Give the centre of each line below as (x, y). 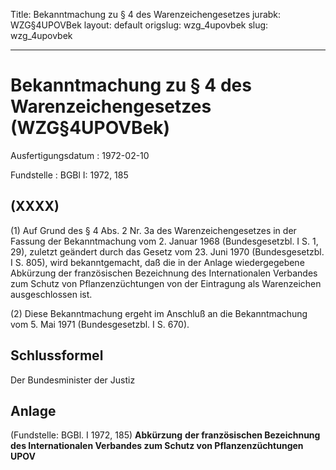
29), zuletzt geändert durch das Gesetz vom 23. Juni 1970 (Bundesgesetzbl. (167, 251)
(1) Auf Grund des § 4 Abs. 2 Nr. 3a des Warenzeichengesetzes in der (153, 230)
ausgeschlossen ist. (51, 294)
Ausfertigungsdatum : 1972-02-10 (80, 155)
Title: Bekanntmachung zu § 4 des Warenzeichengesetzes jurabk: (146, 14)
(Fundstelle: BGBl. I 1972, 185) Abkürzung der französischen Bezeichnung (165, 435)
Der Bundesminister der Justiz (73, 380)
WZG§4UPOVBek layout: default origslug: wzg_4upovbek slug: (139, 25)
